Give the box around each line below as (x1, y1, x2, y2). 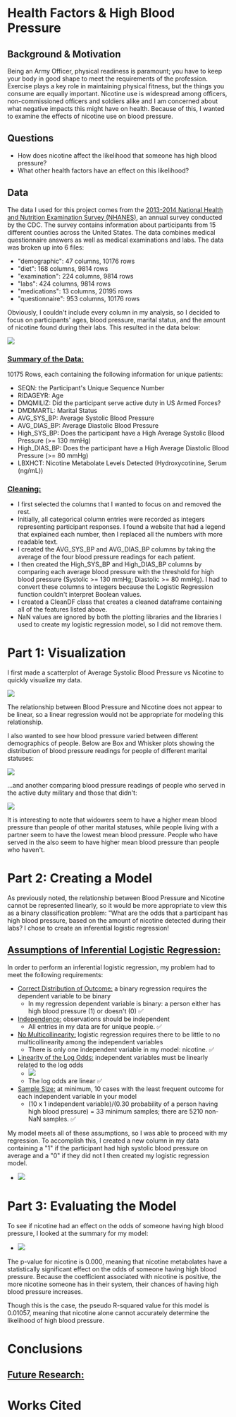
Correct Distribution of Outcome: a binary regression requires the (17, 984, 207, 993)
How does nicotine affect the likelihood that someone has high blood (17, 151, 217, 160)
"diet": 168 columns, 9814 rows (17, 264, 108, 273)
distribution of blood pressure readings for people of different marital (7, 747, 208, 755)
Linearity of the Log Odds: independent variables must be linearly (17, 1053, 209, 1061)
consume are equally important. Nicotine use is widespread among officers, (7, 90, 228, 98)
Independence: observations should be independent (17, 1015, 170, 1023)
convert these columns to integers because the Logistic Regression (17, 583, 213, 591)
